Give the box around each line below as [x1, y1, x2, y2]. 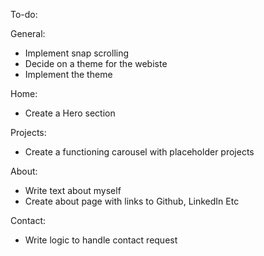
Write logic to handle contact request [24, 234, 178, 246]
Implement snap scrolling [24, 47, 130, 59]
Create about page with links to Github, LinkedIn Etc [24, 195, 240, 207]
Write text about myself [24, 185, 122, 196]
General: [10, 28, 46, 39]
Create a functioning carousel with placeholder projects [24, 146, 255, 158]
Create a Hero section [24, 107, 116, 119]
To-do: [10, 9, 38, 20]
